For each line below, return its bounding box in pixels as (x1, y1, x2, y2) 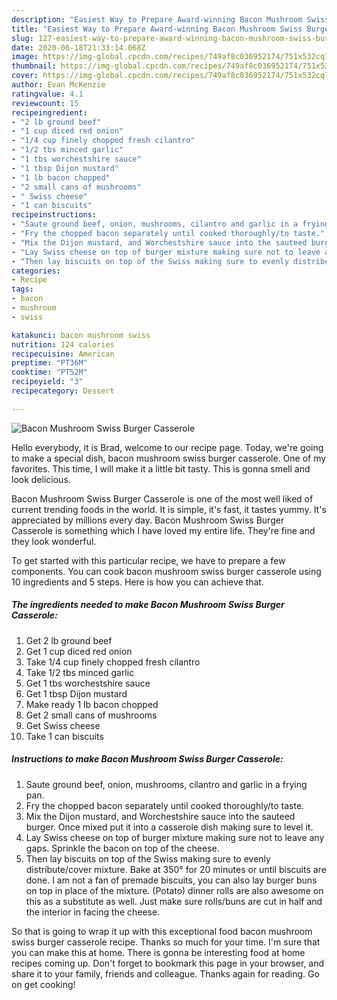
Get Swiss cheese (25, 719, 101, 731)
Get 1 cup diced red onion (25, 645, 133, 657)
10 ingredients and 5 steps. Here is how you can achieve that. (11, 576, 264, 588)
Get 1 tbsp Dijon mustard (25, 687, 128, 700)
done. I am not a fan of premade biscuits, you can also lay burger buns (25, 874, 318, 886)
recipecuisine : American (11, 349, 115, 359)
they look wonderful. (11, 535, 97, 547)
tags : (11, 284, 34, 295)
